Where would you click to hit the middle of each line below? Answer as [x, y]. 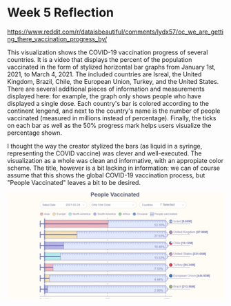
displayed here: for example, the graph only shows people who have [104, 96]
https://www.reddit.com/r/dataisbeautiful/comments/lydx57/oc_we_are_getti [115, 32]
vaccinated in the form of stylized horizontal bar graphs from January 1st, [111, 67]
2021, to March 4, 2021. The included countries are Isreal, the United [104, 74]
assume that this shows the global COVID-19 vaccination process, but [106, 175]
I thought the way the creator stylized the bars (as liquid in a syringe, [105, 146]
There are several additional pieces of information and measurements [106, 89]
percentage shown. [34, 133]
